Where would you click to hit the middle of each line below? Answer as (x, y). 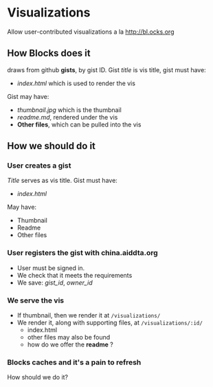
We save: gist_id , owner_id (55, 283)
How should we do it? (38, 377)
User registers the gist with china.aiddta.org (82, 253)
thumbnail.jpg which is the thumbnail (69, 110)
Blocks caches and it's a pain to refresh (74, 362)
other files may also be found (69, 338)
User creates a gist (39, 166)
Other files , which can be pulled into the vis (79, 124)
